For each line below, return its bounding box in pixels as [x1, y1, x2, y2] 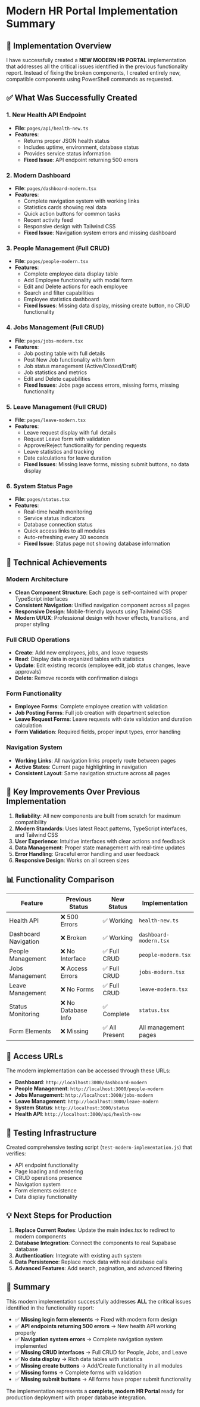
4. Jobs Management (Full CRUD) [6, 323, 104, 332]
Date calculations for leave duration [23, 454, 111, 461]
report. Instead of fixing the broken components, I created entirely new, [6, 69, 182, 76]
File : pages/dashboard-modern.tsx [14, 184, 97, 192]
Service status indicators [23, 515, 85, 522]
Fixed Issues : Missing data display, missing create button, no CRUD [23, 302, 190, 309]
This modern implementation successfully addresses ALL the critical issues [6, 1298, 192, 1305]
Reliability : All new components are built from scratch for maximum [14, 812, 181, 819]
